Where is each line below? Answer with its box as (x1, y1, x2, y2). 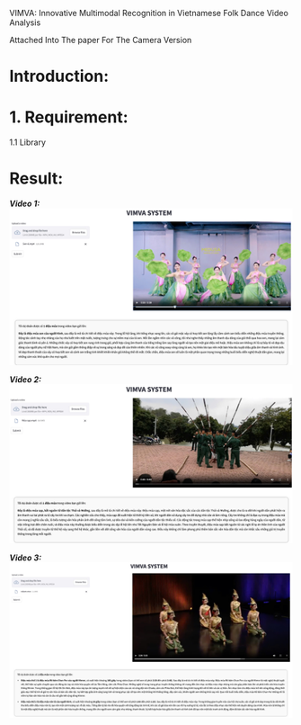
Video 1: (9, 198, 40, 210)
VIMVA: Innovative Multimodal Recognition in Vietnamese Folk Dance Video (9, 8, 289, 18)
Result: (9, 168, 64, 189)
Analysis (9, 17, 41, 28)
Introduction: (9, 67, 110, 86)
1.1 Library (9, 137, 47, 148)
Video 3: (9, 552, 42, 563)
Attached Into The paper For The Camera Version (9, 35, 192, 45)
